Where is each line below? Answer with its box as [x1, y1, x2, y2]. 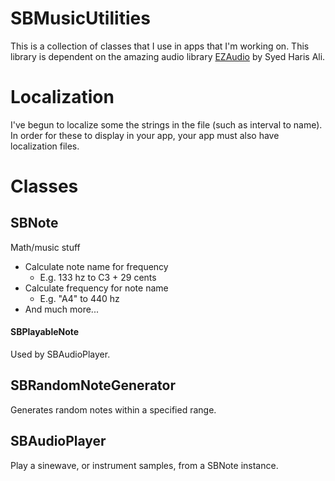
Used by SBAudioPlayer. [10, 348, 111, 361]
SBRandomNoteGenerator [10, 377, 176, 394]
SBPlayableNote [10, 326, 80, 338]
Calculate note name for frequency [24, 260, 169, 272]
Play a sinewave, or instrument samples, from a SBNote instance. [10, 459, 279, 471]
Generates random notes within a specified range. [10, 403, 217, 416]
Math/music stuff [10, 241, 81, 253]
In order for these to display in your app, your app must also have [10, 129, 280, 141]
